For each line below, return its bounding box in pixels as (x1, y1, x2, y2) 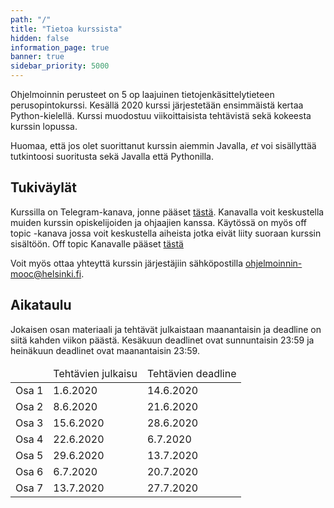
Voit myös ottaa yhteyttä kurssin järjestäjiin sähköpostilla (10, 257, 244, 269)
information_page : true (10, 42, 110, 53)
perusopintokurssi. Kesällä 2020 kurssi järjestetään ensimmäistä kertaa (10, 99, 304, 111)
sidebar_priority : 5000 (10, 61, 110, 71)
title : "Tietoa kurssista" (10, 24, 123, 34)
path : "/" (10, 14, 52, 25)
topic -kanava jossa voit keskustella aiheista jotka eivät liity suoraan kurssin (10, 227, 322, 239)
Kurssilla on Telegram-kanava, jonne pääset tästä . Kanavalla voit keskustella (10, 206, 325, 218)
